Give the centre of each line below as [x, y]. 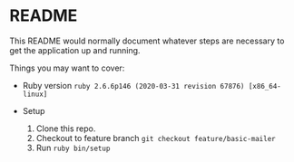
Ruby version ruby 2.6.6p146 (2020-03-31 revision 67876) [133, 85]
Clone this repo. [66, 129]
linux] [35, 94]
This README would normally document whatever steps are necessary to [147, 41]
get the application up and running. [75, 50]
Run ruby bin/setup [73, 148]
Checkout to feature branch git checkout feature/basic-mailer [156, 138]
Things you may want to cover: [67, 68]
